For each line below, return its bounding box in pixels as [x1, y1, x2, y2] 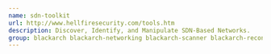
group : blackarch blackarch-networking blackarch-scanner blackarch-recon [8, 33, 265, 42]
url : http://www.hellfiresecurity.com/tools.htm [8, 19, 175, 27]
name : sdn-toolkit [8, 11, 70, 20]
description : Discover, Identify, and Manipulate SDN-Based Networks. [8, 26, 251, 34]
